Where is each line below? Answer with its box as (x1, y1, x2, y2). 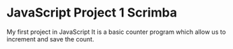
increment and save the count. (6, 35, 94, 43)
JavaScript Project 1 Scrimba (6, 5, 178, 21)
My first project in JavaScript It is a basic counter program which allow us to (6, 28, 227, 36)
